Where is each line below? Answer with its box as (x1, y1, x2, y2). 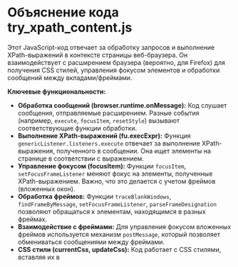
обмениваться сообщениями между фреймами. (17, 237, 165, 246)
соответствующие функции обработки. (17, 124, 138, 132)
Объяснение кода (7, 4, 120, 21)
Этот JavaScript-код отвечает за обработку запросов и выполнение (7, 43, 215, 51)
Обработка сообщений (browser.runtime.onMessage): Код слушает (17, 101, 227, 109)
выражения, (17, 146, 56, 155)
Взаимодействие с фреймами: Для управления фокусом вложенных (17, 222, 232, 231)
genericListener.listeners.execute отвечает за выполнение (17, 138, 201, 147)
